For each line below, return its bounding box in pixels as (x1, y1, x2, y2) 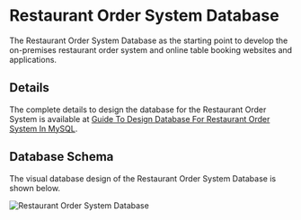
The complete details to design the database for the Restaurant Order (9, 104, 267, 115)
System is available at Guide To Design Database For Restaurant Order (9, 113, 270, 124)
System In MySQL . (9, 123, 78, 134)
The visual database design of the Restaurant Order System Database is (9, 172, 277, 184)
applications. (9, 54, 57, 65)
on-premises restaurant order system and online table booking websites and (9, 44, 293, 55)
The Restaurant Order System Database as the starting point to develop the (9, 35, 288, 46)
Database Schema (9, 149, 114, 164)
